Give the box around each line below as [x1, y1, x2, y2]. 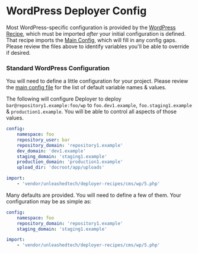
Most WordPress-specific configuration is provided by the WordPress [6, 24, 176, 31]
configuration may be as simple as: [6, 197, 92, 205]
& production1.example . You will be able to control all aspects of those [6, 108, 177, 115]
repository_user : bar [17, 137, 70, 143]
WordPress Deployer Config [6, 4, 147, 18]
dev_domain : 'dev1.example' [17, 148, 86, 154]
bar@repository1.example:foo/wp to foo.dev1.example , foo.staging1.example [6, 102, 193, 109]
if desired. [6, 49, 31, 56]
